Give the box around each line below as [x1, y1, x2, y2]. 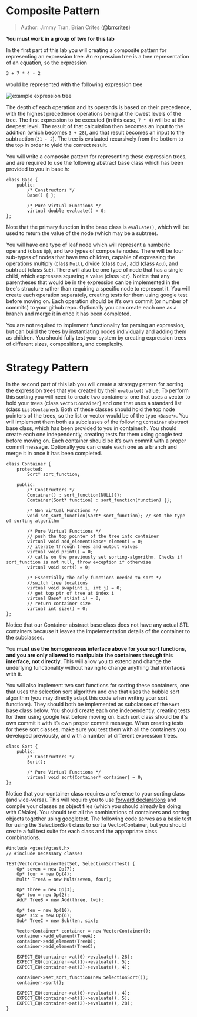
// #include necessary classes [6, 850, 83, 856]
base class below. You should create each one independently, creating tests [6, 707, 191, 714]
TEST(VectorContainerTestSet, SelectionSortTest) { [6, 860, 135, 866]
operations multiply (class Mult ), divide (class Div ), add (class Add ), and [6, 260, 178, 267]
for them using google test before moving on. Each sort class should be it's [6, 713, 188, 720]
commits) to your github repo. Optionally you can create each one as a [6, 304, 177, 311]
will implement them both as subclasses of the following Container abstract [6, 418, 189, 425]
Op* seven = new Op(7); [16, 866, 75, 872]
